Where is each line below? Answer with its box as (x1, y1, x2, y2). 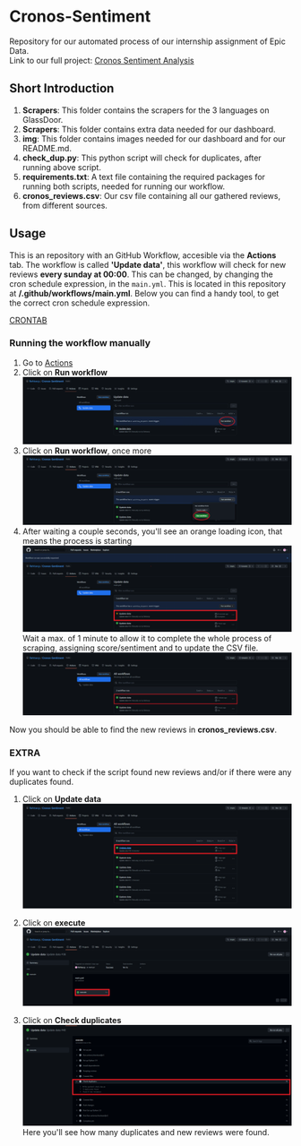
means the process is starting (21, 535, 133, 546)
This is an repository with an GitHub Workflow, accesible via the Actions (9, 249, 277, 261)
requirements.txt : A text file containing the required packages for (21, 171, 266, 182)
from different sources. (21, 200, 107, 211)
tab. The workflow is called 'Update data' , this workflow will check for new (9, 259, 287, 270)
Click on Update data (21, 794, 101, 805)
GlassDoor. (21, 114, 64, 125)
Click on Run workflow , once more (21, 445, 152, 456)
